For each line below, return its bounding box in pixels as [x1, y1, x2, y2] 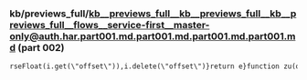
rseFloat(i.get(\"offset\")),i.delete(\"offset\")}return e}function [9, 62, 281, 71]
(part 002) [17, 41, 66, 54]
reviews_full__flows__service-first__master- [9, 18, 210, 31]
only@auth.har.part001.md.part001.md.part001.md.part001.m [9, 30, 296, 43]
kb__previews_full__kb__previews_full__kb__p [88, 7, 297, 20]
